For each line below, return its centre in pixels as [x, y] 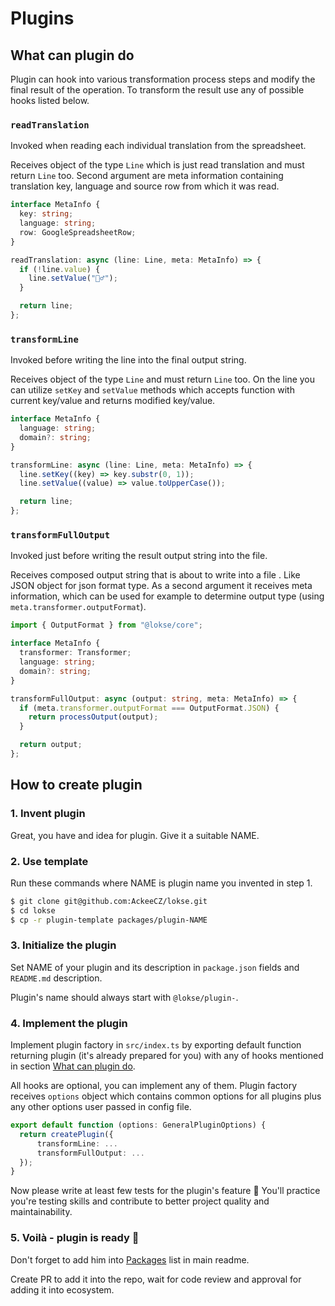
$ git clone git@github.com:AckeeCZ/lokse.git [109, 901]
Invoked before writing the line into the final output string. [128, 360]
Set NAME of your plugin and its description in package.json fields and [155, 967]
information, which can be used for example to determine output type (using [167, 596]
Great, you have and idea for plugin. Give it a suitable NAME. [135, 835]
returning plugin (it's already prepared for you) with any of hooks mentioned [167, 1056]
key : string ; [46, 214]
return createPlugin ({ [66, 1134]
